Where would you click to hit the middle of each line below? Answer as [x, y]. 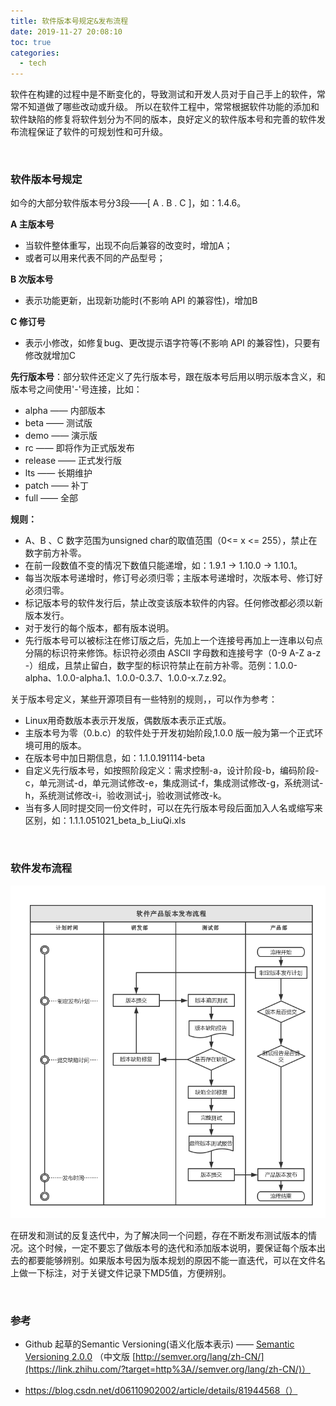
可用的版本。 [60, 746]
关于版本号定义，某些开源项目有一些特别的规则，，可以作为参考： [144, 699]
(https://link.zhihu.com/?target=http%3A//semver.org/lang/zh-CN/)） [167, 1369]
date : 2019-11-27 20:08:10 [66, 31]
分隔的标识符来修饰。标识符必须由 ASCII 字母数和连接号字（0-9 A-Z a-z [173, 653]
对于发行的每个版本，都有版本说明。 [99, 628]
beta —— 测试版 [58, 423]
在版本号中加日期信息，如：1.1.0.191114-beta [115, 758]
